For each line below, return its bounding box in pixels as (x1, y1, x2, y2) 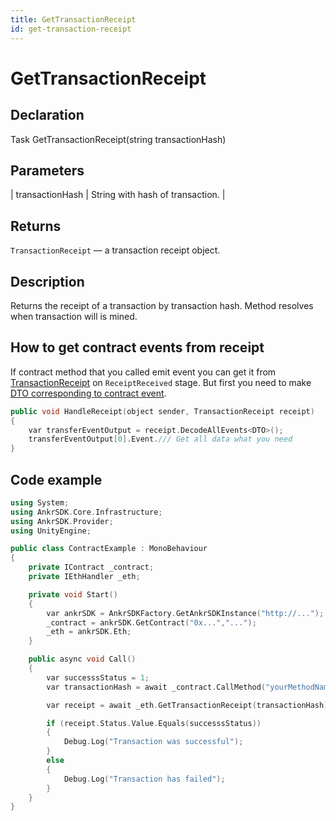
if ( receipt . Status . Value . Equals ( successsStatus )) (46, 718, 262, 728)
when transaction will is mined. (10, 310, 138, 322)
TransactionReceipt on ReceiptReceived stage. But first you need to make (10, 376, 312, 388)
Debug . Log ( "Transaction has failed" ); (63, 774, 226, 784)
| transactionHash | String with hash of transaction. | (10, 189, 226, 201)
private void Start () (28, 589, 118, 600)
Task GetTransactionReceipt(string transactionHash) (10, 133, 227, 145)
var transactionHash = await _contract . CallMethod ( (46, 682, 267, 692)
